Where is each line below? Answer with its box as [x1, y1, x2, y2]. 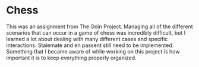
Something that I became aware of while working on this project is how [6, 48, 180, 55]
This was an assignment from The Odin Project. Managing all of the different [6, 23, 193, 30]
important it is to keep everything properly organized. [6, 54, 137, 61]
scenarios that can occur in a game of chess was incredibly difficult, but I [6, 29, 186, 36]
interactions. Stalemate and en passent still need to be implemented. [6, 42, 174, 49]
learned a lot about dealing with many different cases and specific [6, 35, 168, 42]
